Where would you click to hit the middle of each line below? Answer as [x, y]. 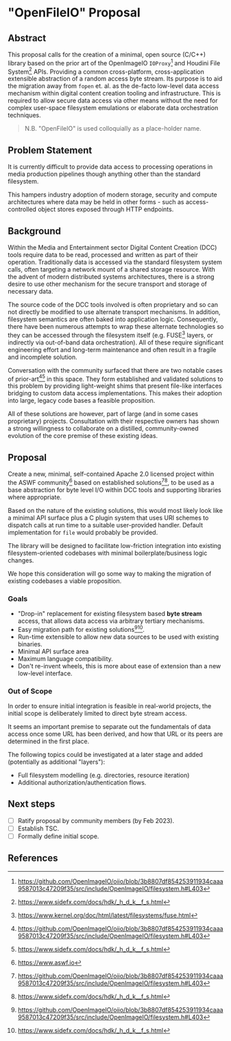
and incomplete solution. [42, 357]
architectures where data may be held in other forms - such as [96, 202]
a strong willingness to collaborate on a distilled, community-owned [103, 428]
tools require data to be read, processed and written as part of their [103, 254]
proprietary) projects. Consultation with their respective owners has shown [113, 421]
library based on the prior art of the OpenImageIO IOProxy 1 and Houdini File [114, 62]
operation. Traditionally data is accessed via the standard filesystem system [115, 262]
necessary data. [31, 291]
